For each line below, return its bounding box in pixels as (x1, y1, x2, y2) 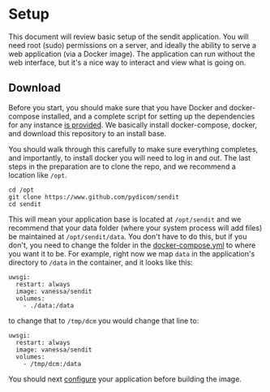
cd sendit (8, 200, 42, 208)
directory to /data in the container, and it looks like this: (8, 257, 193, 267)
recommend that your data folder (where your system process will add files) (8, 222, 263, 232)
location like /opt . (8, 170, 67, 179)
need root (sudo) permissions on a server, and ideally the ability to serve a (8, 40, 257, 50)
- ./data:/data (23, 301, 75, 309)
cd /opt (8, 186, 35, 194)
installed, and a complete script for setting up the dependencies (41, 111, 255, 121)
